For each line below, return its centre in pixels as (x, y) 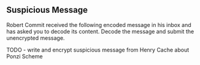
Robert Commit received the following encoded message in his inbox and (99, 25)
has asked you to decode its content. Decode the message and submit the (100, 31)
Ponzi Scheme (25, 56)
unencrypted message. (36, 38)
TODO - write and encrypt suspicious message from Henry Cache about (98, 50)
